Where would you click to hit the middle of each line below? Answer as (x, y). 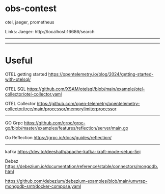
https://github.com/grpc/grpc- (55, 122)
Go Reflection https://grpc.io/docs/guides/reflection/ (58, 137)
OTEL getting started (26, 74)
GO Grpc (14, 122)
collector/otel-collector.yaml (34, 94)
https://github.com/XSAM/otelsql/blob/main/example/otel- (86, 89)
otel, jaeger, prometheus (30, 22)
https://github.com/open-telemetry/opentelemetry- (88, 103)
